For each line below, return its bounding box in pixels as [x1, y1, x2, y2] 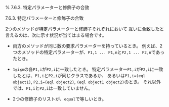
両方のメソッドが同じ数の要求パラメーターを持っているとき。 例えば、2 [12, 43, 163, 49]
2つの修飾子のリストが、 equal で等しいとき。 [12, 96, 107, 102]
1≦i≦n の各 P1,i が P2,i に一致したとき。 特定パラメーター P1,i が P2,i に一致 [12, 66, 163, 72]
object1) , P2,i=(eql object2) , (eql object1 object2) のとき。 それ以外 [12, 79, 161, 85]
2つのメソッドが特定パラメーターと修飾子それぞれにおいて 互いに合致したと [5, 26, 164, 32]
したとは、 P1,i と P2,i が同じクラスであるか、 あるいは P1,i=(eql [12, 73, 146, 78]
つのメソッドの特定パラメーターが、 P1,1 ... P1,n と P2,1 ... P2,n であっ [12, 49, 165, 55]
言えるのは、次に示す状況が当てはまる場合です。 [5, 32, 107, 38]
